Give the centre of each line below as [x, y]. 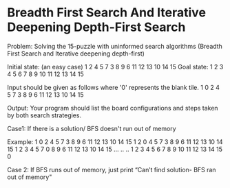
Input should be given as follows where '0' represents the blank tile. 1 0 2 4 [114, 87]
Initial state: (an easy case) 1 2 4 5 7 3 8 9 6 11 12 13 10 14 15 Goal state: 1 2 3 [115, 67]
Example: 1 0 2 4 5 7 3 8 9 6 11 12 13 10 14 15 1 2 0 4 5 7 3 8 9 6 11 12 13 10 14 [115, 141]
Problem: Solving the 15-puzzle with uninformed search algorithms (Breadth [115, 46]
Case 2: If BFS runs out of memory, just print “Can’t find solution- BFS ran [112, 169]
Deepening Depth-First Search [96, 27]
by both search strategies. [44, 115]
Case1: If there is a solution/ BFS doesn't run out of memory [92, 128]
